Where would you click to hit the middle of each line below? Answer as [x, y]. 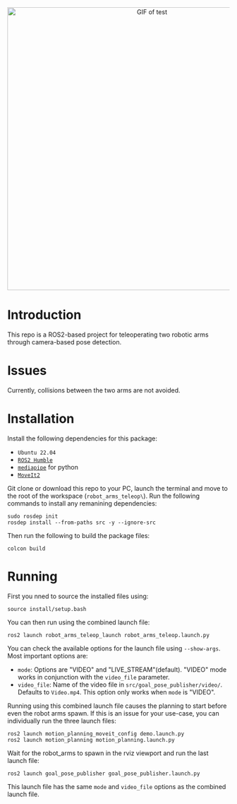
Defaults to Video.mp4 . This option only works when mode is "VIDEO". [116, 692]
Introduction [44, 315]
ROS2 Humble [35, 460]
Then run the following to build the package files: [79, 535]
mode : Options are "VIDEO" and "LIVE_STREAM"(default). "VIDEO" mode [122, 669]
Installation [41, 419]
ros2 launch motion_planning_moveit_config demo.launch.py [96, 734]
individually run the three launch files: [62, 721]
